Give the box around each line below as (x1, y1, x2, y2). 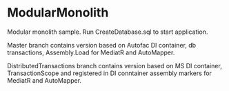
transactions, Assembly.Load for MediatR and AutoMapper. (7, 48, 175, 57)
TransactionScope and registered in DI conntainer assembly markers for (7, 69, 212, 77)
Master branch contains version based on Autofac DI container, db (7, 41, 197, 49)
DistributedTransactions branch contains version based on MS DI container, (7, 61, 222, 70)
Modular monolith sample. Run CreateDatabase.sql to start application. (7, 28, 208, 36)
